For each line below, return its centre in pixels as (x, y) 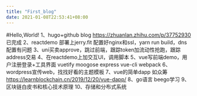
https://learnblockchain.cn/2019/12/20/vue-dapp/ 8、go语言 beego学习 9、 (98, 79)
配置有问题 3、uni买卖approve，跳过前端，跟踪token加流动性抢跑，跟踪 (93, 49)
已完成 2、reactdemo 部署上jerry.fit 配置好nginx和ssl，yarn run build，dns (97, 42)
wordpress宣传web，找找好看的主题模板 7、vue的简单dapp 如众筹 (87, 72)
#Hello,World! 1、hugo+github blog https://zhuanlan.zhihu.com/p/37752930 (98, 35)
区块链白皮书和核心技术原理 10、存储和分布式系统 (66, 87)
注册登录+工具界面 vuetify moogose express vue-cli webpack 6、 (91, 64)
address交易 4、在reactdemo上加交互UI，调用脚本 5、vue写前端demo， (94, 57)
